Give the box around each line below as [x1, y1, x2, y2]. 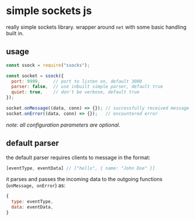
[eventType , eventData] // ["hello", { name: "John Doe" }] [6, 165, 156, 171]
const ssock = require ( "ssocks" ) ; [6, 62, 90, 68]
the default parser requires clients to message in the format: [6, 154, 151, 161]
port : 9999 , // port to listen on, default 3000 [11, 78, 142, 84]
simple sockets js [6, 4, 92, 18]
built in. [6, 29, 25, 36]
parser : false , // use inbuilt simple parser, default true [11, 84, 163, 90]
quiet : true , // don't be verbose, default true [11, 89, 140, 95]
